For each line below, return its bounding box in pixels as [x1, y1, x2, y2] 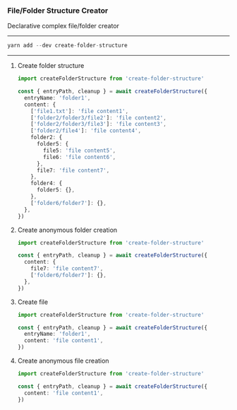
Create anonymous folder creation [17, 225, 118, 234]
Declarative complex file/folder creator [7, 22, 120, 30]
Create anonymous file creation [17, 356, 109, 365]
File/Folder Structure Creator [7, 6, 109, 16]
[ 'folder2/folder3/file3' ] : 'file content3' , [30, 121, 167, 128]
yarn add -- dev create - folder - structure [7, 42, 128, 49]
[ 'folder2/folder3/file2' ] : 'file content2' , [30, 114, 167, 122]
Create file [17, 298, 48, 306]
